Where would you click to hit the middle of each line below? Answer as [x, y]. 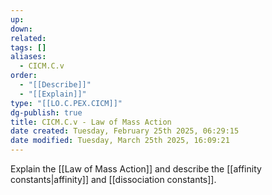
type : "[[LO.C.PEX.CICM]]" [66, 103]
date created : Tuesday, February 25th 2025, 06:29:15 [125, 131]
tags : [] [28, 47]
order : [24, 76]
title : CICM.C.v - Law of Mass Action [91, 122]
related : [28, 38]
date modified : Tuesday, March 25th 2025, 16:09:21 [120, 141]
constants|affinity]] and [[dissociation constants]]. [113, 179]
